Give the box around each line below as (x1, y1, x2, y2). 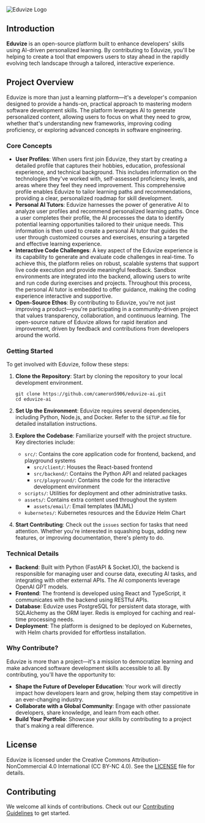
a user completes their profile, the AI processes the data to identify (15, 214, 184, 221)
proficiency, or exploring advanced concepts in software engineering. (6, 126, 182, 133)
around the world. (15, 331, 61, 339)
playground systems (24, 457, 76, 465)
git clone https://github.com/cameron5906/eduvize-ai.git (15, 391, 166, 397)
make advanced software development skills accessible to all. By (6, 664, 170, 671)
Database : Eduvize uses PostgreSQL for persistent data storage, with (15, 602, 191, 610)
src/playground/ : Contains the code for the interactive (33, 476, 170, 484)
